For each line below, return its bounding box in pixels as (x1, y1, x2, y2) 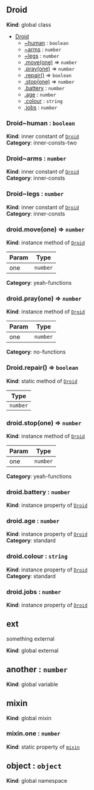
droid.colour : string (6, 552, 68, 560)
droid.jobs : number (6, 587, 62, 596)
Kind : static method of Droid (6, 377, 78, 384)
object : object (6, 761, 62, 771)
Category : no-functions (6, 349, 66, 356)
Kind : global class (6, 21, 52, 28)
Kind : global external (6, 647, 59, 654)
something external (6, 635, 55, 642)
